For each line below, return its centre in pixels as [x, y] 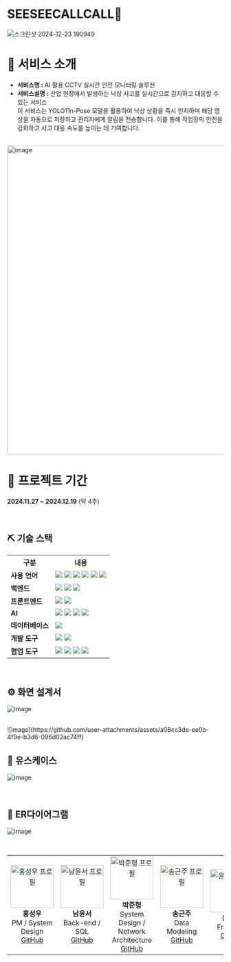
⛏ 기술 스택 [30, 539]
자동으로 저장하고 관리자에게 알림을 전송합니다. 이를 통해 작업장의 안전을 [126, 119]
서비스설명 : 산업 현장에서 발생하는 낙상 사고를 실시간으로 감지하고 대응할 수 [118, 93]
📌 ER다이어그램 [38, 814]
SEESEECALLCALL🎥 [65, 14]
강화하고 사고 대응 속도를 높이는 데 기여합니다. [79, 127]
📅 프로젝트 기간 [47, 481]
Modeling [181, 932]
